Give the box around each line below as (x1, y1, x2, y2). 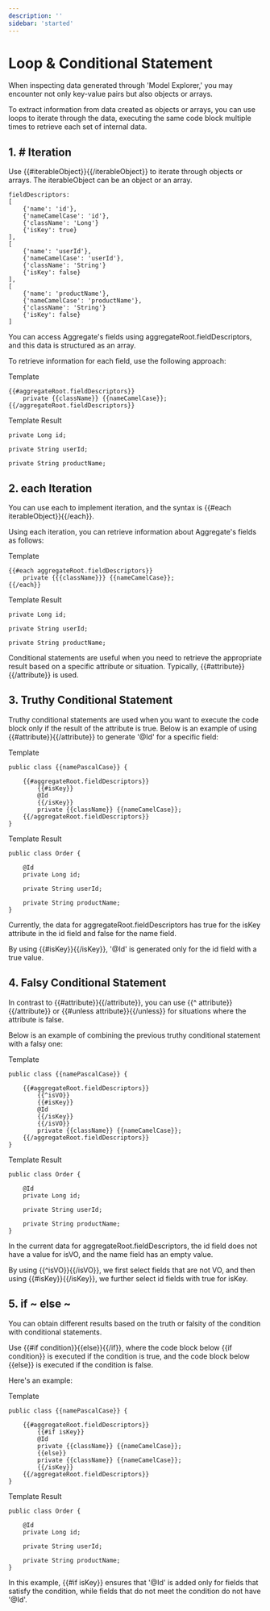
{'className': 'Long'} (23, 219, 99, 227)
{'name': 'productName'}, (23, 289, 110, 298)
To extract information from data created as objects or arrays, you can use (8, 105, 256, 114)
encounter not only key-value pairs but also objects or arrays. (8, 89, 214, 99)
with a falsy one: (8, 1039, 63, 1048)
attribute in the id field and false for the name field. (8, 928, 177, 938)
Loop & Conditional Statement (8, 54, 213, 73)
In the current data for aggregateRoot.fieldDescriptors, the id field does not (8, 1241, 258, 1251)
